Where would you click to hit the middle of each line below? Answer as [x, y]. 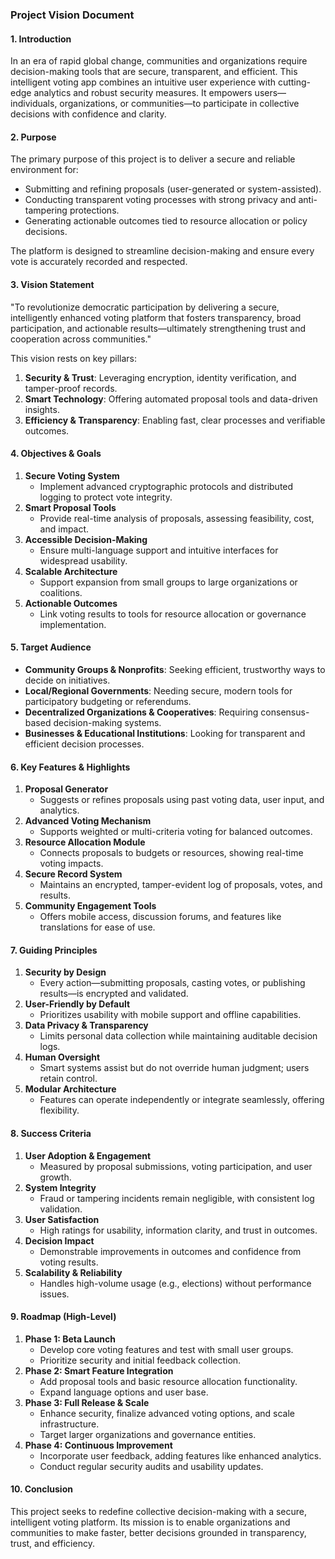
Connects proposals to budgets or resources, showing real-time [171, 853]
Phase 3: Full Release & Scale [87, 1402]
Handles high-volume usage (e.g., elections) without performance [175, 1283]
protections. [94, 210]
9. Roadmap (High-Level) [63, 1317]
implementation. [73, 624]
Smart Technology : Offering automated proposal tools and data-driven [171, 399]
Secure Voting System [72, 475]
